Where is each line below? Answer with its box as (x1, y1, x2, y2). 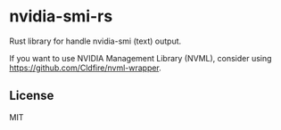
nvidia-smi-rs (9, 6, 113, 27)
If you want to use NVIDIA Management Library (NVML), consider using (9, 53, 272, 63)
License (9, 88, 54, 103)
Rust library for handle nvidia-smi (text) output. (9, 36, 182, 46)
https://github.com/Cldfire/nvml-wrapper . (9, 62, 162, 73)
